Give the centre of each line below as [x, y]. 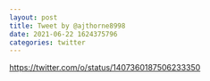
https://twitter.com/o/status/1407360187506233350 [105, 68]
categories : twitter [48, 42]
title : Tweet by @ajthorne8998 [67, 26]
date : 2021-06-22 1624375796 [63, 34]
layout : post [34, 17]
